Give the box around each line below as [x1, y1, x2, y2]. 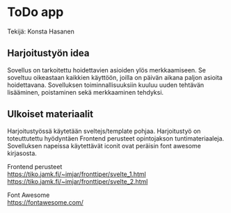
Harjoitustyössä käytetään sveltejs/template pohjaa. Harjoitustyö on [7, 127, 201, 135]
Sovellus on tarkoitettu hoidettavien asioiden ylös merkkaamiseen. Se [7, 65, 207, 74]
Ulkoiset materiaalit [7, 109, 94, 120]
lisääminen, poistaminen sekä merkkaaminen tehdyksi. [7, 88, 164, 96]
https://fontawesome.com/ [7, 198, 83, 206]
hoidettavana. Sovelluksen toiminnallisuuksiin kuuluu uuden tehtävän [7, 81, 205, 89]
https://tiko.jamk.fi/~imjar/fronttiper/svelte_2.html [7, 177, 148, 185]
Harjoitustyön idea [7, 47, 90, 59]
